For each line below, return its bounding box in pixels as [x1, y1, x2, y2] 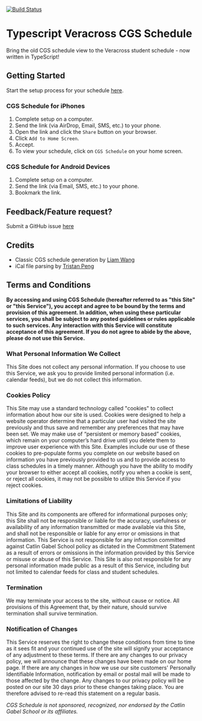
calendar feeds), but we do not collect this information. [6, 376, 142, 383]
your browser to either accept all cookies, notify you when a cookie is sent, [6, 469, 192, 476]
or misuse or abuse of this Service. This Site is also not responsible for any [6, 555, 191, 562]
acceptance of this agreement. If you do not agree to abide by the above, [6, 328, 191, 335]
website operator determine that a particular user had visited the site [6, 418, 176, 425]
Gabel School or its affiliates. [6, 708, 78, 715]
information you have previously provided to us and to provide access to [6, 456, 186, 463]
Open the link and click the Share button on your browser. [14, 129, 158, 136]
